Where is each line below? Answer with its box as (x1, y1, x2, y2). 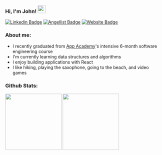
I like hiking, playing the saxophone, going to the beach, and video (12, 64, 149, 70)
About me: (5, 31, 31, 38)
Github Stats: (5, 82, 38, 89)
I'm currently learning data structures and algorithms (12, 53, 121, 59)
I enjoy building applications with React (12, 59, 93, 65)
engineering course (12, 48, 53, 54)
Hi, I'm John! (5, 7, 36, 14)
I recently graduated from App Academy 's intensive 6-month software (12, 43, 157, 49)
